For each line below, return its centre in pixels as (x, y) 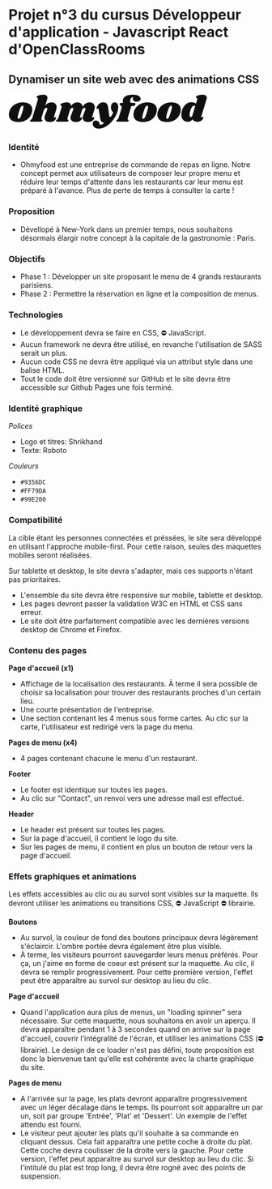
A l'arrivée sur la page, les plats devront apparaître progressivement (134, 1099)
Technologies (36, 314)
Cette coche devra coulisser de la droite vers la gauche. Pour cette (132, 1151)
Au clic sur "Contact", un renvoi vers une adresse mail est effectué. (132, 798)
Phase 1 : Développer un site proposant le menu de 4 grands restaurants (140, 276)
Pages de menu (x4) (43, 742)
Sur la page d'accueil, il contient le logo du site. (99, 838)
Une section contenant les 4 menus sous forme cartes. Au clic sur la (134, 718)
